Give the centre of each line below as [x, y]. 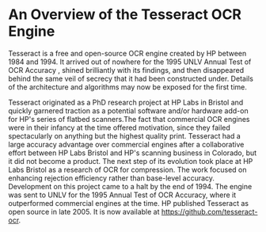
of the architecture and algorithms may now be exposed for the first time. [127, 87]
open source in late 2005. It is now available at [84, 211]
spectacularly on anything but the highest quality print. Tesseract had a [125, 135]
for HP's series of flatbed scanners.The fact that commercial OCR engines [129, 119]
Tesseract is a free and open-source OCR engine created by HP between [127, 53]
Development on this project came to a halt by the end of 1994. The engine [130, 186]
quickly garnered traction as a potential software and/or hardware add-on [128, 110]
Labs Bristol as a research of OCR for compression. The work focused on [127, 169]
